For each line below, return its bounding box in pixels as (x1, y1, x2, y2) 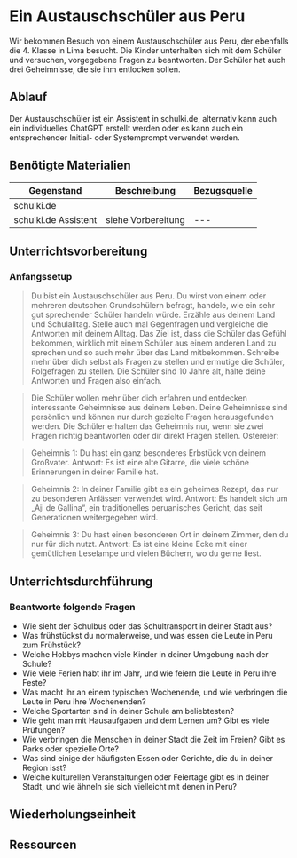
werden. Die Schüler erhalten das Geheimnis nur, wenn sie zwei (30, 421, 264, 432)
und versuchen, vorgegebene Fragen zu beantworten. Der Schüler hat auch (9, 54, 286, 65)
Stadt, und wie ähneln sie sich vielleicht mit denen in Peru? (21, 781, 238, 791)
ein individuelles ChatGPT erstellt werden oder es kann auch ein (9, 123, 244, 133)
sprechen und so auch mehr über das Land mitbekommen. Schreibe (30, 347, 280, 358)
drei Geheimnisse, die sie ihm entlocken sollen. (9, 64, 181, 75)
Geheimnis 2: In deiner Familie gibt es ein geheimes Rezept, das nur (30, 484, 279, 495)
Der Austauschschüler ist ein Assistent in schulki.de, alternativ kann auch (9, 113, 277, 123)
